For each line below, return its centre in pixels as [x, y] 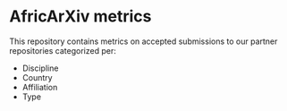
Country [37, 77]
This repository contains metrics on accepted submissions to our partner [143, 41]
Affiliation [40, 87]
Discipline [40, 68]
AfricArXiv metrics [80, 17]
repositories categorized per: [63, 50]
